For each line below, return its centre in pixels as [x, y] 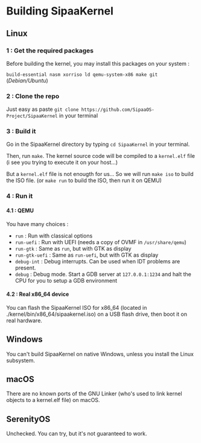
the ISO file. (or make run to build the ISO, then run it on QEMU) [84, 181]
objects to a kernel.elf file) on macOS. [53, 400]
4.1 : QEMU [20, 210]
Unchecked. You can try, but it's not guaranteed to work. [77, 434]
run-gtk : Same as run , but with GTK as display [73, 248]
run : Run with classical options [54, 236]
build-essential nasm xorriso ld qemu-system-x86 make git [82, 74]
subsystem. [21, 360]
